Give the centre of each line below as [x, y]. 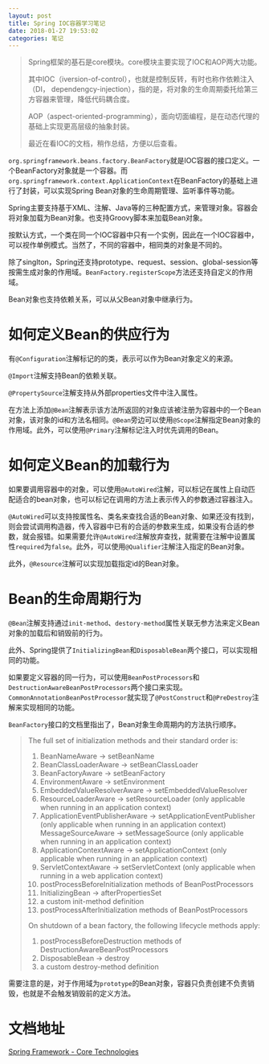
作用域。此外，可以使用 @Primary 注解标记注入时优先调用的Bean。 [116, 430]
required [30, 548]
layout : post [30, 16]
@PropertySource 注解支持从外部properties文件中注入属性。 [105, 393]
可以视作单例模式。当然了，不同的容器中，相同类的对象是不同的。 [117, 245]
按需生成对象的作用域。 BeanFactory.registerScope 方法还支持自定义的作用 [130, 272]
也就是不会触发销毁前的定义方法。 [78, 993]
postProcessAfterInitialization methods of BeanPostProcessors [144, 910]
